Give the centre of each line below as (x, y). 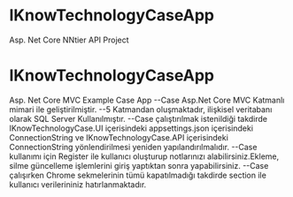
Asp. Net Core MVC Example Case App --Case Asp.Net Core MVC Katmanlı (147, 100)
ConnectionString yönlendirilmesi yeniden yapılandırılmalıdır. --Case (133, 147)
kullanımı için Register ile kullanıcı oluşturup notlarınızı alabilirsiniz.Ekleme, (144, 156)
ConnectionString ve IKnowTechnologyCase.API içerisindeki (119, 137)
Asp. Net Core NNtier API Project (69, 40)
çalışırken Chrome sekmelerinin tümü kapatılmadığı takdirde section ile (138, 175)
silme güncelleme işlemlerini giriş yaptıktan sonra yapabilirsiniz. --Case (139, 165)
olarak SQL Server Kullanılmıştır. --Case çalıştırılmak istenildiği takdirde (139, 118)
